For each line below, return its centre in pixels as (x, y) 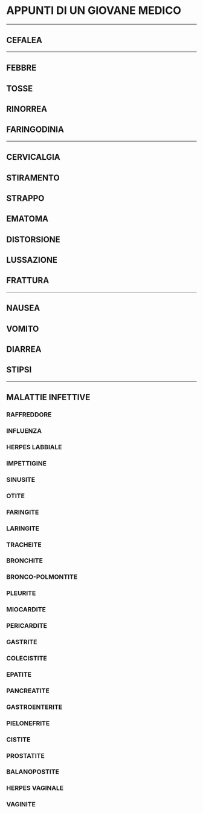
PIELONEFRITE (28, 723)
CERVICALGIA (33, 157)
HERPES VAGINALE (35, 788)
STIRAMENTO (33, 178)
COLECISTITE (27, 659)
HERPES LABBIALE (34, 447)
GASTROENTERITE (34, 707)
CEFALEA (24, 40)
